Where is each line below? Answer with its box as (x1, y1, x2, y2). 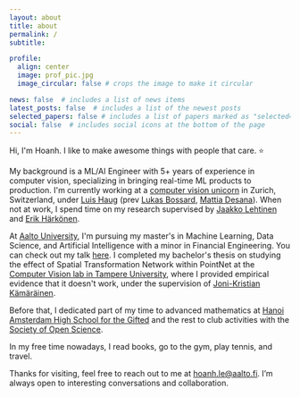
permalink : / (9, 30, 58, 38)
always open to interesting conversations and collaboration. (9, 377, 229, 389)
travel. (9, 351, 33, 362)
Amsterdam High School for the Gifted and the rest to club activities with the (9, 315, 290, 325)
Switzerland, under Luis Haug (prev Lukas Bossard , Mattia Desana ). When (9, 194, 282, 206)
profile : (9, 55, 42, 63)
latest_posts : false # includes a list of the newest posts (9, 104, 242, 113)
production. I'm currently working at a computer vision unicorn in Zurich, (9, 185, 277, 196)
